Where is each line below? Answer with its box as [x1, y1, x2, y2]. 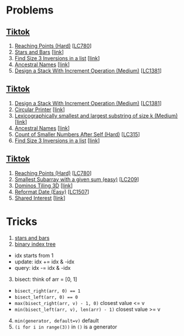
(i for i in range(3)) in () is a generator [14, 323, 117, 330]
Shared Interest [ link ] [14, 194, 66, 201]
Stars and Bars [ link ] [14, 49, 64, 56]
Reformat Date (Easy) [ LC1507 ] [14, 188, 90, 195]
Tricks [6, 215, 38, 228]
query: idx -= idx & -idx [14, 264, 71, 271]
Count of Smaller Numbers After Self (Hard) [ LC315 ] [14, 131, 141, 138]
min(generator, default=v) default [14, 317, 99, 324]
